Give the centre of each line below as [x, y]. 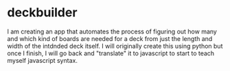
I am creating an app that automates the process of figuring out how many [112, 31]
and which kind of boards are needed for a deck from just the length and [110, 38]
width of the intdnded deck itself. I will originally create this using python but [115, 46]
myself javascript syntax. [42, 60]
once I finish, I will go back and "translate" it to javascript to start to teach [111, 53]
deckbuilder [42, 13]
